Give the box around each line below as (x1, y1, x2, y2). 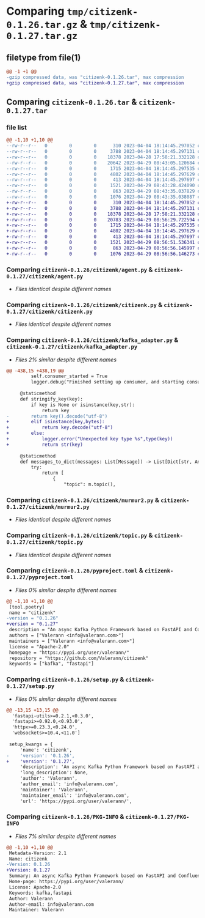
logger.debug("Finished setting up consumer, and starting (31, 379, 184, 385)
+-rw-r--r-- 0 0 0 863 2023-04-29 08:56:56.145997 (6, 245, 195, 251)
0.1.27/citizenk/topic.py (6, 539, 84, 546)
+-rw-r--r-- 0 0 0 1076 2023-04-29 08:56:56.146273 (6, 251, 195, 257)
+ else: (6, 430, 45, 437)
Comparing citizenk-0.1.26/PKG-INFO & (6, 812, 124, 821)
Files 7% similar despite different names (15, 832, 117, 840)
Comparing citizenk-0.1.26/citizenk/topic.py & (6, 531, 153, 539)
